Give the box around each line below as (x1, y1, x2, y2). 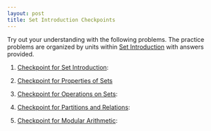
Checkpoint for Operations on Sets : (17, 90, 118, 98)
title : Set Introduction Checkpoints (7, 16, 116, 23)
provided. (7, 49, 34, 58)
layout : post (7, 10, 45, 17)
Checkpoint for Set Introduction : (17, 63, 109, 71)
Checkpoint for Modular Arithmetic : (17, 116, 118, 124)
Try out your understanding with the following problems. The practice (7, 35, 205, 43)
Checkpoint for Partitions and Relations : (17, 103, 130, 111)
